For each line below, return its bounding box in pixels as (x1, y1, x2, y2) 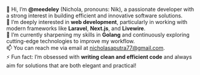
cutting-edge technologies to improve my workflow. (6, 38, 135, 44)
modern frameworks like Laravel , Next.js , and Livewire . (6, 25, 146, 32)
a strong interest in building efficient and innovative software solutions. (6, 12, 183, 19)
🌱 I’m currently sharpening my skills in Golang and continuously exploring (6, 31, 190, 38)
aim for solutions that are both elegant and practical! (6, 62, 137, 69)
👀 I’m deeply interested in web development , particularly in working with (6, 19, 188, 25)
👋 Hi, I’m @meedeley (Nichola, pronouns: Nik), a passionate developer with (6, 6, 195, 13)
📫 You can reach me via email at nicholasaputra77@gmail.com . (6, 44, 165, 51)
